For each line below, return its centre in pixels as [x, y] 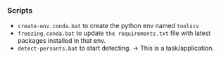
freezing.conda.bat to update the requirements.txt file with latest [114, 33]
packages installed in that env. [62, 41]
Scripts [20, 11]
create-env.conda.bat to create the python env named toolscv [108, 26]
